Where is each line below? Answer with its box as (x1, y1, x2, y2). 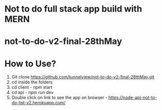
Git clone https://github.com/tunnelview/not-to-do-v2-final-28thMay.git (11, 74, 155, 80)
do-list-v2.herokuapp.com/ (11, 100, 66, 106)
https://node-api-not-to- (108, 94, 157, 100)
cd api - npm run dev (11, 90, 54, 95)
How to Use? (4, 58, 57, 69)
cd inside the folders (11, 79, 53, 85)
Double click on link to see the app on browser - (11, 94, 107, 100)
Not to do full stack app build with (4, 3, 142, 15)
